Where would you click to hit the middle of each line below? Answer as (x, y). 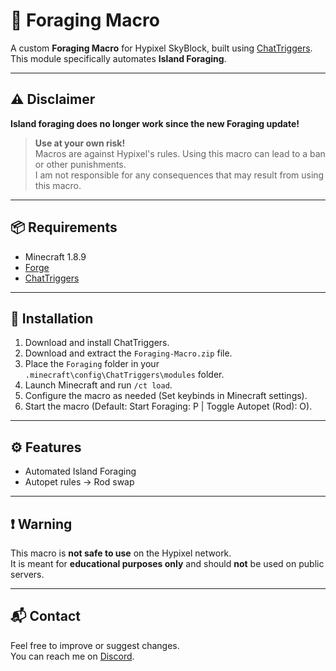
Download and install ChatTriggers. (97, 343)
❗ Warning (41, 524)
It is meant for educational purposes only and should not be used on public (167, 563)
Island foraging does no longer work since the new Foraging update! (155, 123)
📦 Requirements (64, 227)
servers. (27, 574)
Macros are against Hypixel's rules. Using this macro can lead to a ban (180, 153)
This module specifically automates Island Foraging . (118, 58)
